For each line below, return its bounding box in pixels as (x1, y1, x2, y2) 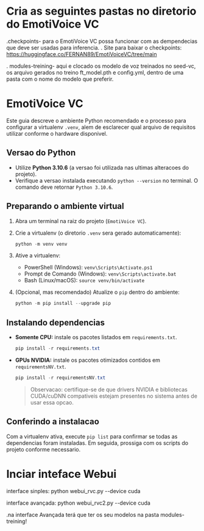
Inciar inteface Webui (6, 467, 117, 481)
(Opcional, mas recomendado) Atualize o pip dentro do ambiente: (15, 288, 180, 296)
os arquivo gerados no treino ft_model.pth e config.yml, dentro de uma (6, 68, 184, 76)
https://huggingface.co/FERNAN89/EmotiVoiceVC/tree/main (6, 50, 157, 57)
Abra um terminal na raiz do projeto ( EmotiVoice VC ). (15, 217, 147, 224)
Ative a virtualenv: (15, 252, 61, 259)
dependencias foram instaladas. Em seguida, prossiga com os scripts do (6, 439, 189, 447)
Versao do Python (6, 148, 76, 158)
